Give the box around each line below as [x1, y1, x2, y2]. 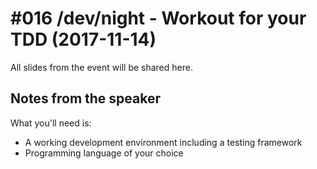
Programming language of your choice [24, 147, 184, 159]
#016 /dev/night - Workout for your [10, 7, 307, 30]
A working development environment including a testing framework [24, 136, 303, 148]
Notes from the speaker [10, 90, 162, 107]
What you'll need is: [10, 117, 92, 129]
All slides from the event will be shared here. [10, 61, 193, 73]
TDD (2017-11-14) [10, 28, 157, 51]
